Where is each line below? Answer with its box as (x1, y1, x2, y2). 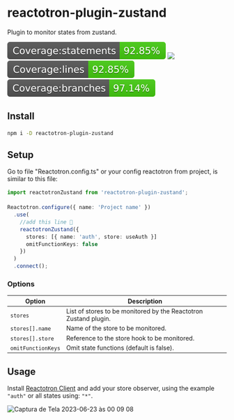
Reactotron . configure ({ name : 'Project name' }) (7, 204, 151, 211)
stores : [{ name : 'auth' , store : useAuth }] (25, 233, 157, 240)
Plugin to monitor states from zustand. (7, 28, 117, 36)
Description (127, 297, 162, 305)
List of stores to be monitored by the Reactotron (65, 307, 203, 316)
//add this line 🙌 (19, 218, 73, 226)
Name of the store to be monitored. (65, 324, 167, 332)
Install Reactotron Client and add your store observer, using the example (7, 384, 214, 393)
